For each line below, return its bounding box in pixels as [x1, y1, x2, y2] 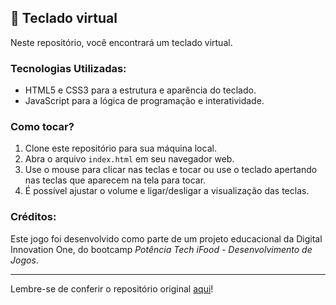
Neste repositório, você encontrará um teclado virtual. [10, 36, 233, 48]
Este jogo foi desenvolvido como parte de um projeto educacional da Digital [10, 232, 323, 245]
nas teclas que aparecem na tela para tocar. [24, 174, 207, 186]
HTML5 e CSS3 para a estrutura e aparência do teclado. [24, 84, 257, 96]
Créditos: [10, 210, 57, 224]
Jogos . [10, 254, 39, 266]
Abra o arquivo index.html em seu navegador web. [24, 153, 235, 165]
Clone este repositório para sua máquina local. [24, 142, 217, 155]
